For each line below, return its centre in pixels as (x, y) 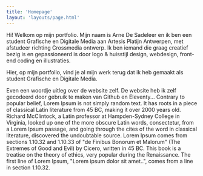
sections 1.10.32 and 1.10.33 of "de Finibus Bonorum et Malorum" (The (93, 142)
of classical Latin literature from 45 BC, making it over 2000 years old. (94, 109)
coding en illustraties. (44, 60)
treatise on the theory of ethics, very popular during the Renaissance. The (98, 154)
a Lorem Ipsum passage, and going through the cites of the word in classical (102, 129)
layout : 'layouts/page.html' (43, 18)
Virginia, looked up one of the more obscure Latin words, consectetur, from (100, 122)
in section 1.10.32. (28, 168)
